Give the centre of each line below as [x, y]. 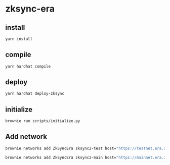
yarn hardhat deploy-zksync [35, 94]
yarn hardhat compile [28, 66]
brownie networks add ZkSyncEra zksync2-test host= [61, 148]
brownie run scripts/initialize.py [43, 121]
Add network [26, 137]
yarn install [19, 39]
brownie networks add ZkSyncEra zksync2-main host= [61, 157]
